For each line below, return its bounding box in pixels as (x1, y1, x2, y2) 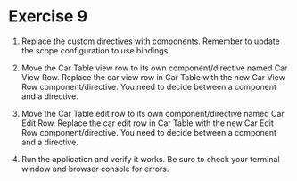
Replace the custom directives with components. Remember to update (21, 36, 280, 46)
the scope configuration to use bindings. (21, 45, 171, 55)
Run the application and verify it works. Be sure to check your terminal (21, 153, 280, 164)
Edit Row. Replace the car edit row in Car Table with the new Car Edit (21, 118, 274, 128)
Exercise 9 (8, 6, 88, 27)
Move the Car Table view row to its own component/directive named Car (21, 62, 288, 73)
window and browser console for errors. (21, 163, 169, 174)
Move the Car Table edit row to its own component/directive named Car (21, 108, 285, 119)
